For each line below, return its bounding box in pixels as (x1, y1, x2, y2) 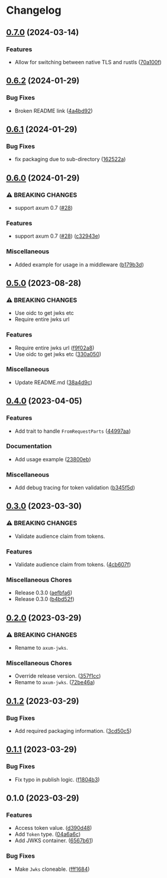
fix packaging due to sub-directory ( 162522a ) (14, 156, 126, 163)
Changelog (6, 4, 62, 17)
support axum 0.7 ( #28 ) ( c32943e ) (14, 232, 101, 240)
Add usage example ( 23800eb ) (14, 455, 91, 462)
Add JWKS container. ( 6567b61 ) (14, 837, 94, 844)
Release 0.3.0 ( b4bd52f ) (14, 596, 75, 603)
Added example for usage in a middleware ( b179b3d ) (14, 261, 144, 268)
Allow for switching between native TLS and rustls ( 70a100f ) (14, 58, 162, 65)
